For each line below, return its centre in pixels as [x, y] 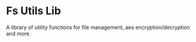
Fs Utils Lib [34, 11]
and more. [19, 33]
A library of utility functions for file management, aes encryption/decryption [98, 27]
